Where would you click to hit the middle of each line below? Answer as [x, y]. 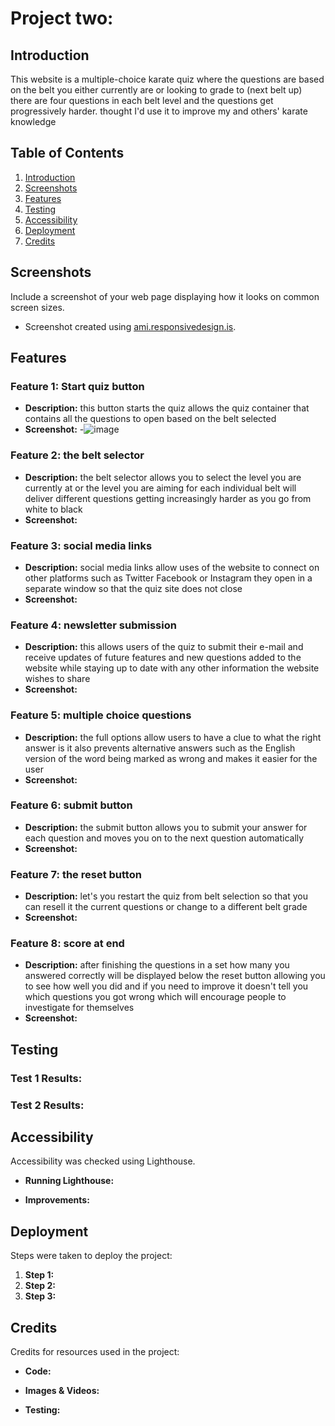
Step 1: [39, 1275]
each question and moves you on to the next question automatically [164, 838]
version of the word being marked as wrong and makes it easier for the [171, 758]
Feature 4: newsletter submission [93, 625]
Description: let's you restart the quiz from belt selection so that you [166, 896]
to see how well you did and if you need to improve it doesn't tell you [166, 986]
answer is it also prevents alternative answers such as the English [160, 748]
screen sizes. [37, 307]
